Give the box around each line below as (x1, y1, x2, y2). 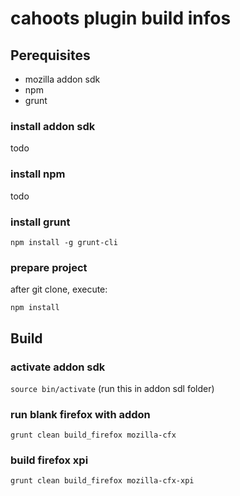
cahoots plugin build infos (10, 7, 232, 30)
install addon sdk (10, 119, 96, 133)
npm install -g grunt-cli (10, 237, 118, 247)
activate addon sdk (10, 360, 106, 374)
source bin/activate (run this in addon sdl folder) (10, 382, 215, 394)
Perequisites (10, 47, 91, 64)
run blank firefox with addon (10, 407, 151, 421)
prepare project (10, 260, 88, 274)
